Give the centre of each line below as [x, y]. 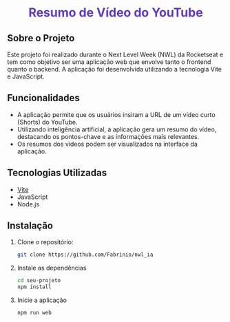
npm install [34, 287]
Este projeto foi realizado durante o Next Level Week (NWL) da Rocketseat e [115, 54]
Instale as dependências [52, 268]
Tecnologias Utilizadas [57, 173]
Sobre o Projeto [41, 38]
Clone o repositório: [45, 242]
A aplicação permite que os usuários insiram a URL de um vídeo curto [116, 114]
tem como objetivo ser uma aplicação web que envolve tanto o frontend [109, 62]
